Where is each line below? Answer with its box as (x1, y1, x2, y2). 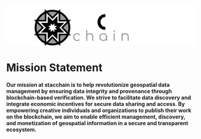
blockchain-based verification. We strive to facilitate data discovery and (6, 94, 191, 101)
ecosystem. (6, 126, 37, 133)
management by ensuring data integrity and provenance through (6, 87, 173, 94)
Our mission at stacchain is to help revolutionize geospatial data (6, 81, 170, 88)
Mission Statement (6, 61, 103, 74)
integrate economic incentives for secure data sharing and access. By (6, 100, 185, 107)
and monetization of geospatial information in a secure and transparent (6, 119, 188, 126)
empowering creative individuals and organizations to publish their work (6, 107, 191, 114)
